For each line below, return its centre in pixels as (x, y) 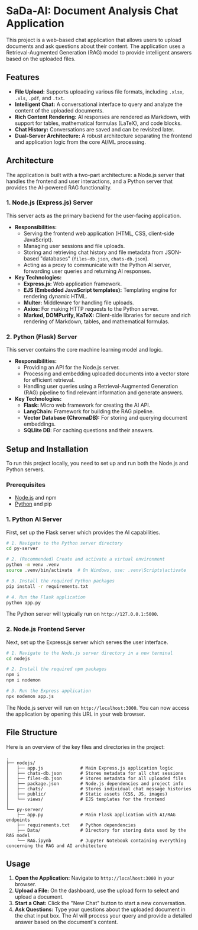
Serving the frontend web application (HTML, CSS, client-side (99, 233)
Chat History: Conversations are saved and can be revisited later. (95, 129)
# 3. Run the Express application (49, 691)
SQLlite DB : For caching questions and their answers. (89, 430)
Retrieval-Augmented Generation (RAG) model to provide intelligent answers (99, 52)
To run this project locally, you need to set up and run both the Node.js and (97, 463)
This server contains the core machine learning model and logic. (85, 350)
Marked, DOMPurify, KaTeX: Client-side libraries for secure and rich (107, 315)
